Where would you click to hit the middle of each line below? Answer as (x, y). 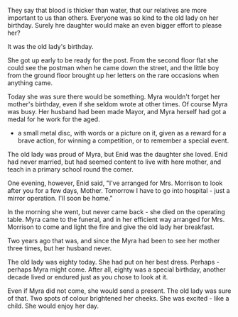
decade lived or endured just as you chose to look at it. (88, 277)
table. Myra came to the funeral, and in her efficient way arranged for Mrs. (116, 219)
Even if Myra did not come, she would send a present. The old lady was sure (119, 291)
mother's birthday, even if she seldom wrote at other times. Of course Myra (118, 104)
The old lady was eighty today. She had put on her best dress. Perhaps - (114, 262)
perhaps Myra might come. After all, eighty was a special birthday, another (117, 269)
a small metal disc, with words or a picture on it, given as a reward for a (122, 133)
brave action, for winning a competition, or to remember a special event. (123, 140)
